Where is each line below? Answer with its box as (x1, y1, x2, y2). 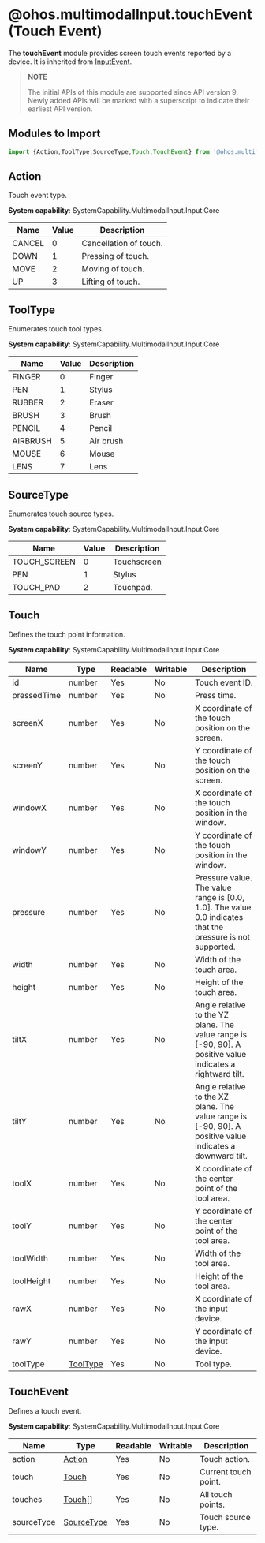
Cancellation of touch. (81, 238, 163, 249)
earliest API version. (27, 104, 93, 114)
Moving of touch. (81, 263, 144, 275)
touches (12, 1493, 43, 1504)
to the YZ (194, 1009, 230, 1020)
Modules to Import (8, 127, 101, 140)
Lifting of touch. (81, 276, 140, 287)
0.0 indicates (194, 911, 244, 922)
